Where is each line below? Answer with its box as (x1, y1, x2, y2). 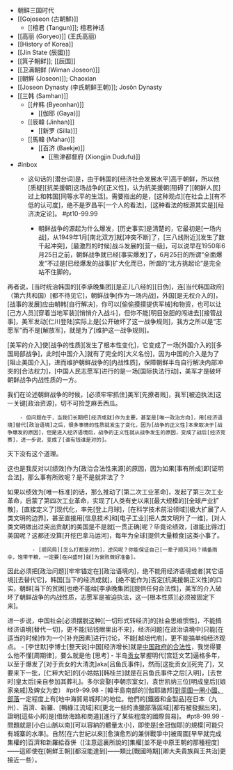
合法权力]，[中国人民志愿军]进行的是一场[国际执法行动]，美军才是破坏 (22, 367, 222, 375)
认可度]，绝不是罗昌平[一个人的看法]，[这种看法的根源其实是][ (40, 201, 218, 209)
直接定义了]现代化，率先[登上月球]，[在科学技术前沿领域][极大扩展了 (24, 505, 220, 513)
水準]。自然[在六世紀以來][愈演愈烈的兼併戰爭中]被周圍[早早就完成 (31, 730, 222, 737)
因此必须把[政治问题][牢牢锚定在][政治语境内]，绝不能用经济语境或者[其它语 (7, 567, 224, 575)
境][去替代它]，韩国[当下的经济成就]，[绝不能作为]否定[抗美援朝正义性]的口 (7, 576, 223, 584)
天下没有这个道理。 (7, 449, 63, 458)
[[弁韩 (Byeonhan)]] (27, 100, 85, 109)
